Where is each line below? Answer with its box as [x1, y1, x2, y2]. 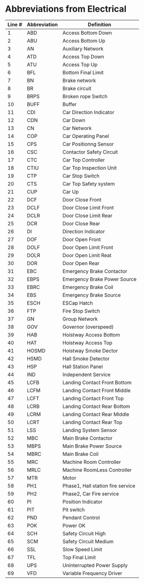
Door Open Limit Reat [62, 252, 112, 259]
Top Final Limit [62, 554, 96, 561]
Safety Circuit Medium [62, 538, 114, 545]
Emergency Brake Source [62, 291, 121, 298]
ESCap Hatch [62, 299, 93, 306]
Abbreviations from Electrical [5, 3, 127, 15]
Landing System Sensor [62, 426, 117, 433]
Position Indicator [62, 498, 103, 505]
